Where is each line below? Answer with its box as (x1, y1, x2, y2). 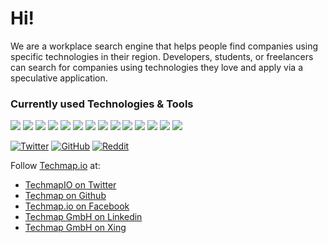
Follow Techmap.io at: (10, 160, 101, 172)
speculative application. (10, 72, 108, 84)
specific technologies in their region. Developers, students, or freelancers (10, 50, 314, 62)
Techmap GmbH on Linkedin (24, 211, 143, 223)
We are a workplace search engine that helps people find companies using (10, 40, 319, 52)
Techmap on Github (24, 190, 107, 202)
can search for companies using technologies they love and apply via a (10, 61, 304, 73)
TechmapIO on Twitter (24, 179, 117, 191)
